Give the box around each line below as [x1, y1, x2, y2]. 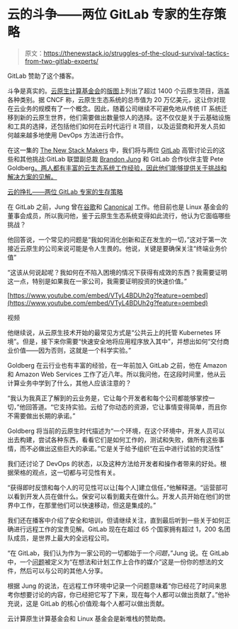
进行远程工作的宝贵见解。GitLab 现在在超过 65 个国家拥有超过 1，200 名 [13, 525, 225, 533]
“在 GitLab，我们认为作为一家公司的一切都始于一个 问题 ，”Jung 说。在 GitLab [7, 548, 229, 557]
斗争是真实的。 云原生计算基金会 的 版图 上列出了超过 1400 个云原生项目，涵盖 [7, 86, 230, 95]
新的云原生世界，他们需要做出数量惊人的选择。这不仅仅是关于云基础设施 [19, 113, 231, 121]
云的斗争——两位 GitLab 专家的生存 [7, 6, 214, 23]
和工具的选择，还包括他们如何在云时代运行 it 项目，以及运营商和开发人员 [7, 122, 220, 130]
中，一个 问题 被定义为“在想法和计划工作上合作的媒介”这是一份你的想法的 [7, 557, 218, 566]
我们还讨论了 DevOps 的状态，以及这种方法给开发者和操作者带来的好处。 [7, 459, 221, 467]
